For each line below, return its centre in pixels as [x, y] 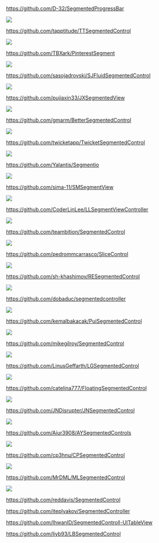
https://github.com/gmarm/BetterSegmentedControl [69, 120]
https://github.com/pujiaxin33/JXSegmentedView [65, 98]
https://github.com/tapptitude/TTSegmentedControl [69, 31]
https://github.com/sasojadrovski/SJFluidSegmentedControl [78, 75]
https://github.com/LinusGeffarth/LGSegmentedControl [72, 366]
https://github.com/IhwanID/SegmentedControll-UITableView [79, 522]
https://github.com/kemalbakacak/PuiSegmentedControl [74, 321]
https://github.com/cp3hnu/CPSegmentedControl [65, 455]
